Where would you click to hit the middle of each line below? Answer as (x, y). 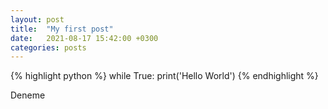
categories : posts (48, 47)
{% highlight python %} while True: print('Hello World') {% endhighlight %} (164, 76)
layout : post (37, 19)
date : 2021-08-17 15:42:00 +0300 (84, 38)
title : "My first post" (62, 29)
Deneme (28, 95)
